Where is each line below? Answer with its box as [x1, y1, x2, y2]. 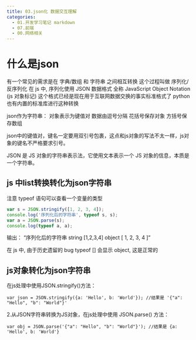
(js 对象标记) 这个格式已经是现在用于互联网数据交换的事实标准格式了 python [6, 93, 190, 100]
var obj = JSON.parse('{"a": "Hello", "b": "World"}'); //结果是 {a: [6, 324, 178, 330]
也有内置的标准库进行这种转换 [6, 100, 79, 107]
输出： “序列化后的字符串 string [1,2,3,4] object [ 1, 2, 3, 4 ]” [6, 234, 151, 241]
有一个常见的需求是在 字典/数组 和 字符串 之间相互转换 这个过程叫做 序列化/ [6, 78, 189, 85]
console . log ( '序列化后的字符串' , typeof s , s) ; [6, 212, 118, 217]
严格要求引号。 [32, 140, 69, 147]
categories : [6, 14, 36, 20]
